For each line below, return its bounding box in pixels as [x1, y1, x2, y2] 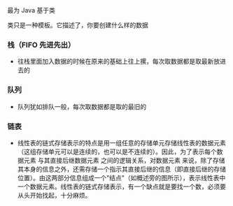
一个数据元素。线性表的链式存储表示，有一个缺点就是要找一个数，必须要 [17, 182, 226, 191]
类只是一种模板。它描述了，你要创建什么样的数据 [7, 21, 148, 29]
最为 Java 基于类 [7, 6, 56, 14]
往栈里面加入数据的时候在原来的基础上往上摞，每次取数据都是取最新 [17, 57, 214, 66]
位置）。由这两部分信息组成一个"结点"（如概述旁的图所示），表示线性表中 [17, 173, 226, 182]
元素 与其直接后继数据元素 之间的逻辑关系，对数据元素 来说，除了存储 [23, 156, 225, 164]
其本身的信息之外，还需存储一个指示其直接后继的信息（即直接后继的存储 [17, 165, 226, 173]
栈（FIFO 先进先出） [7, 40, 76, 50]
